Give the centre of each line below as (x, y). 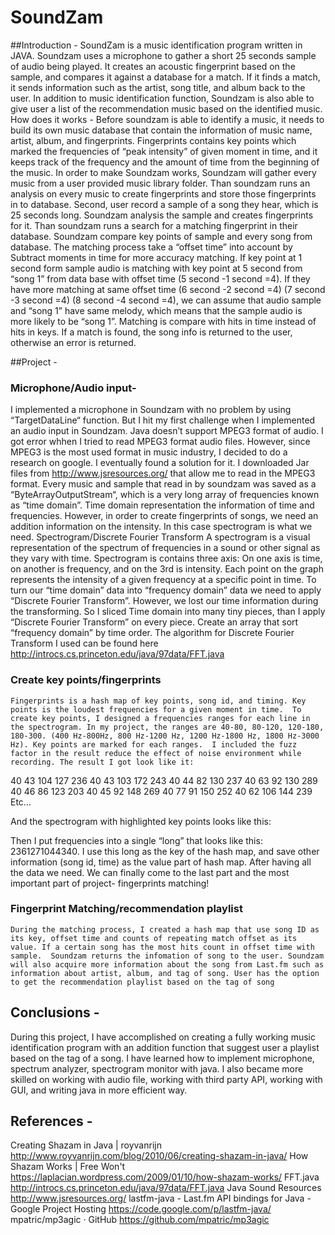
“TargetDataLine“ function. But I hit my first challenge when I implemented (163, 420)
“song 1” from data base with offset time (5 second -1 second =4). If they (160, 278)
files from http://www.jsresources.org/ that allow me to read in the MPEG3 (163, 473)
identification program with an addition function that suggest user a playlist (165, 1047)
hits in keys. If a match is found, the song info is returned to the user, (151, 332)
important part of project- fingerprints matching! (110, 883)
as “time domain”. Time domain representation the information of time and (162, 505)
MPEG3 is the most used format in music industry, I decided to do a (149, 452)
